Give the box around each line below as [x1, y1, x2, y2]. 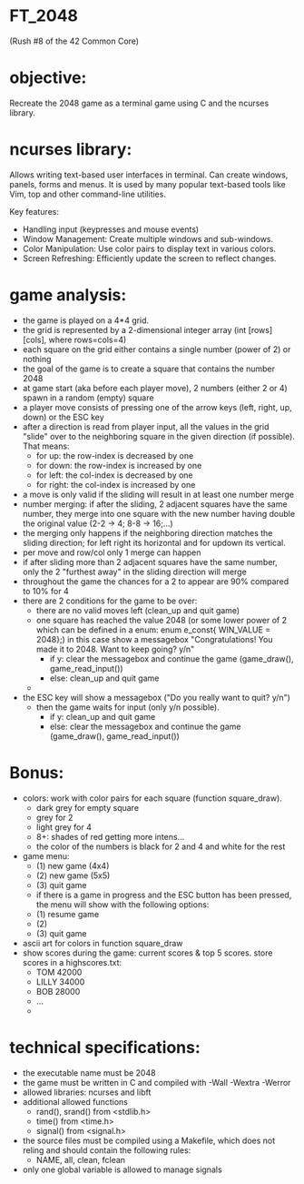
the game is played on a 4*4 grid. [22, 315, 150, 326]
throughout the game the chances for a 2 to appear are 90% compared [22, 575, 289, 587]
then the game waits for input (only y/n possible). [35, 702, 220, 713]
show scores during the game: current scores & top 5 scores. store [22, 947, 273, 958]
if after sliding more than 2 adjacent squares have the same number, [22, 556, 279, 567]
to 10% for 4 [22, 585, 70, 596]
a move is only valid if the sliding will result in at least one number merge [22, 489, 295, 500]
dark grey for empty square [35, 802, 139, 813]
